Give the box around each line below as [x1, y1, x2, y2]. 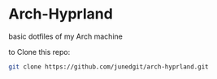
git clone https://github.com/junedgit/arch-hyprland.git [8, 62, 209, 71]
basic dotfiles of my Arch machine [8, 31, 124, 41]
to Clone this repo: [8, 47, 71, 56]
